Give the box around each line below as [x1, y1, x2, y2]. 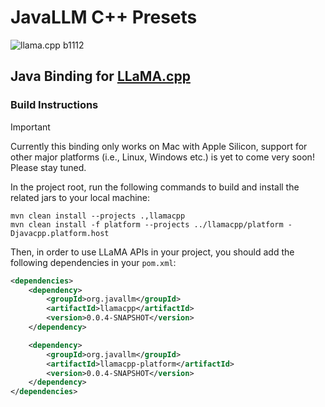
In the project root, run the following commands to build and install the [10, 181, 300, 193]
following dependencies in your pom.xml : [10, 256, 177, 268]
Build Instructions [10, 98, 99, 112]
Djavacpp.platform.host [10, 228, 110, 238]
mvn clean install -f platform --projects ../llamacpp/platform [10, 219, 284, 230]
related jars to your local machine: [10, 191, 151, 203]
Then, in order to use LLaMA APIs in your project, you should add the [10, 246, 295, 258]
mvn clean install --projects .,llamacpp [10, 211, 186, 221]
